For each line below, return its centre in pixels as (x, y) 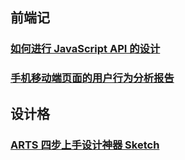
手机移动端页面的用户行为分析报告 (92, 78)
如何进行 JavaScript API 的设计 (85, 49)
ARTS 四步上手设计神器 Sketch (85, 145)
